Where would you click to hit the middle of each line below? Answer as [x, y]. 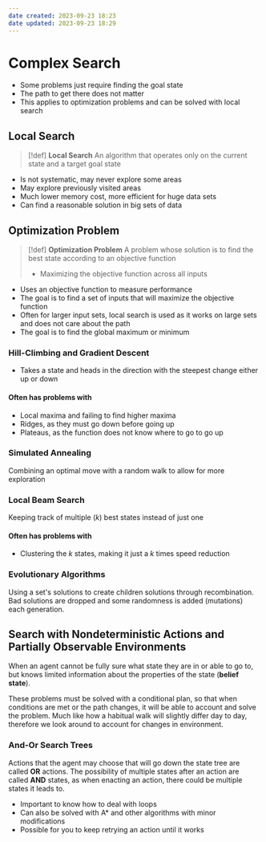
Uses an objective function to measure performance [106, 289]
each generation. [36, 609]
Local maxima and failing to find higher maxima [98, 415]
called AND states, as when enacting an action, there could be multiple [125, 779]
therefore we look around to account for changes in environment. [116, 725]
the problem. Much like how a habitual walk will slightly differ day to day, [128, 716]
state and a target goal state [75, 164]
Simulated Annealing [50, 453]
